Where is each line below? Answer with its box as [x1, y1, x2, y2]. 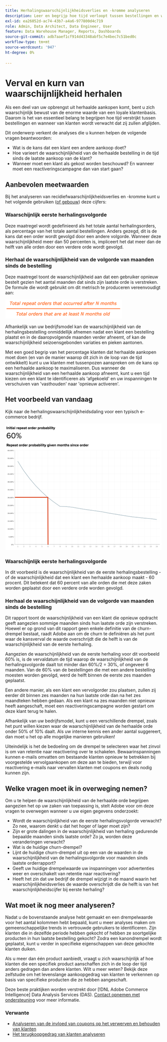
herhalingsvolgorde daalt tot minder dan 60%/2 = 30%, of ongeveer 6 [5, 662, 149, 668]
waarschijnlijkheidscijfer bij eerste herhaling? [12, 887, 105, 893]
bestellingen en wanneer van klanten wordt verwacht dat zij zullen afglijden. [5, 120, 161, 126]
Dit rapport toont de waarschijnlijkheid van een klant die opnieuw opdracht [5, 615, 158, 621]
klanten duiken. [5, 946, 37, 952]
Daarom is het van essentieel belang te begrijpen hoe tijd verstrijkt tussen [5, 115, 156, 121]
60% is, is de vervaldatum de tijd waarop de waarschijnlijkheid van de [5, 656, 148, 662]
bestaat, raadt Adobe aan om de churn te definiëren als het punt [23, 631, 155, 637]
